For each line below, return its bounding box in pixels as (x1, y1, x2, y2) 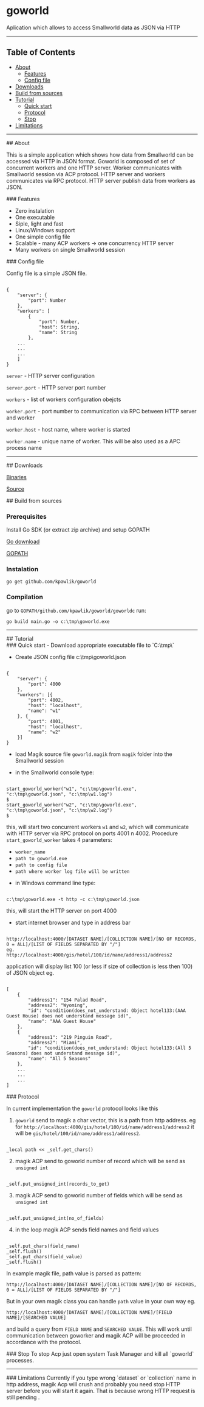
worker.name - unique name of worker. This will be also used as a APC (6, 437, 181, 445)
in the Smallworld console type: (15, 769, 94, 776)
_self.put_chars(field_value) (6, 1253, 83, 1259)
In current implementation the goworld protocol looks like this (6, 1105, 158, 1112)
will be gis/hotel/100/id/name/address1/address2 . (15, 1129, 141, 1137)
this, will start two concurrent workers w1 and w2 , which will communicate (6, 823, 189, 830)
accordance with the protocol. (6, 1338, 82, 1345)
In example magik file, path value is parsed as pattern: (6, 1269, 141, 1277)
